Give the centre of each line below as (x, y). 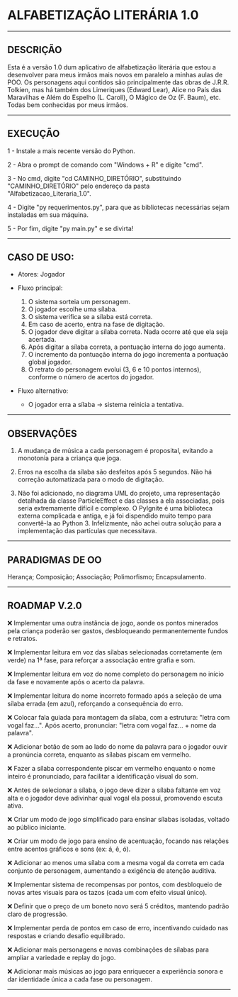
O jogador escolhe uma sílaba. (73, 309)
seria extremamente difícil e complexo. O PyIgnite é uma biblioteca (115, 508)
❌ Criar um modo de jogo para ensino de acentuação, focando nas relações (118, 841)
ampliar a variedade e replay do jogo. (62, 957)
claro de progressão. (38, 914)
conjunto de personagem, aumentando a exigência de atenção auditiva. (112, 870)
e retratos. (22, 638)
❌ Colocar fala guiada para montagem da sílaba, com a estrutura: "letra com (119, 717)
